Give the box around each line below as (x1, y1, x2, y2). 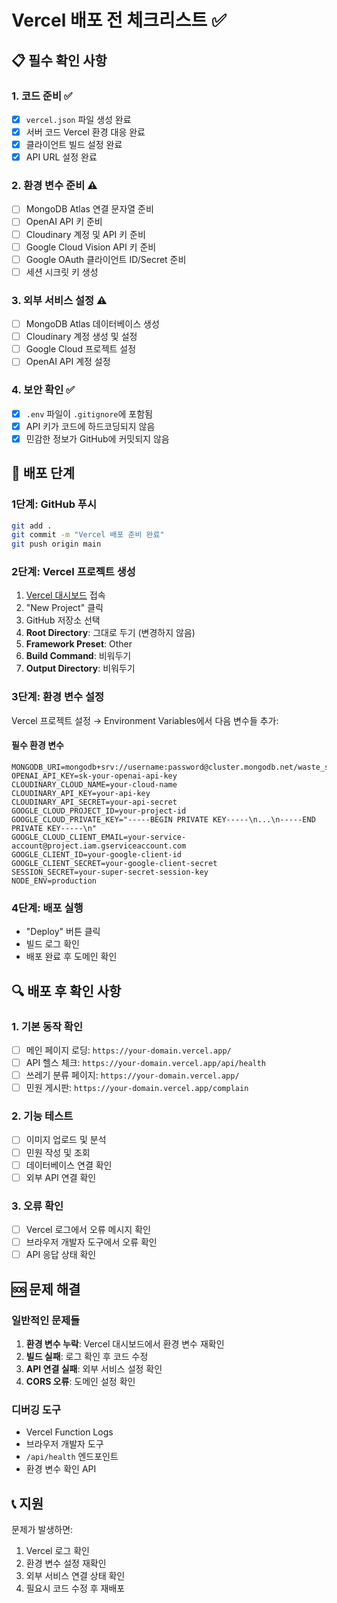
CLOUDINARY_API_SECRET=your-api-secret (11, 797, 178, 807)
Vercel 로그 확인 (25, 1545, 90, 1556)
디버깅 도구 (11, 1402, 62, 1416)
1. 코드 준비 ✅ (11, 89, 73, 103)
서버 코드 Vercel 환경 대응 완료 (25, 126, 146, 138)
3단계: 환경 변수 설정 (11, 690, 105, 704)
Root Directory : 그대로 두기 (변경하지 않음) (25, 627, 196, 639)
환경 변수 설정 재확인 (25, 1557, 107, 1569)
